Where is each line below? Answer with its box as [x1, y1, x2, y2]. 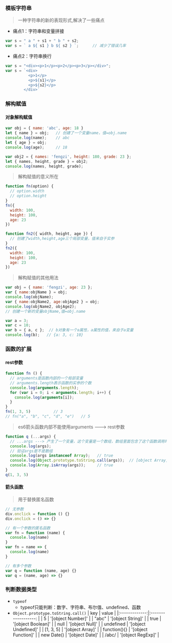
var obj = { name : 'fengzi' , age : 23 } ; [5, 285, 93, 290]
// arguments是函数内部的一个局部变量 [10, 376, 83, 381]
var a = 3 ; [5, 318, 29, 323]
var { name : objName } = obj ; [5, 290, 68, 295]
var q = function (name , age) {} [5, 568, 77, 573]
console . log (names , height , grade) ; [5, 163, 83, 169]
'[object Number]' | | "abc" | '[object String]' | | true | [50, 615, 161, 621]
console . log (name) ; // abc [5, 135, 70, 141]
